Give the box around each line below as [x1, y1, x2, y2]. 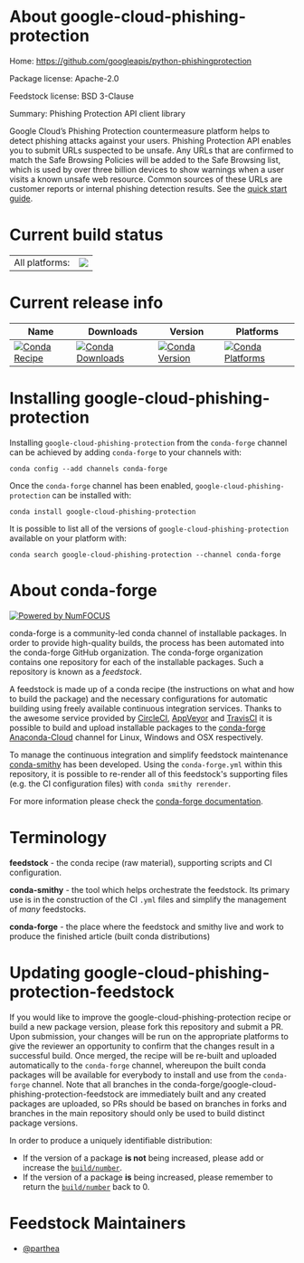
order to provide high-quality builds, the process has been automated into [9, 637, 285, 648]
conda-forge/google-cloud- [173, 1078, 278, 1089]
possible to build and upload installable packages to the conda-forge [9, 722, 266, 733]
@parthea [22, 1242, 61, 1254]
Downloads [87, 325, 138, 337]
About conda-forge [9, 580, 157, 601]
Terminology [9, 827, 107, 848]
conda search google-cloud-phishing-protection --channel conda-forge [9, 550, 281, 559]
